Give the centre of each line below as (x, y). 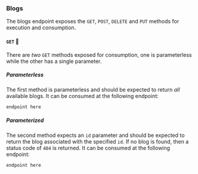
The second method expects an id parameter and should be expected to (95, 135)
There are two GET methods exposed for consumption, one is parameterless (99, 54)
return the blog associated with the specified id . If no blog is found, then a (98, 142)
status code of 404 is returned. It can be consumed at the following (88, 148)
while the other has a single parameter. (54, 61)
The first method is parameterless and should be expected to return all (93, 90)
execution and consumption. (41, 28)
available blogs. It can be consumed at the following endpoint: (83, 96)
